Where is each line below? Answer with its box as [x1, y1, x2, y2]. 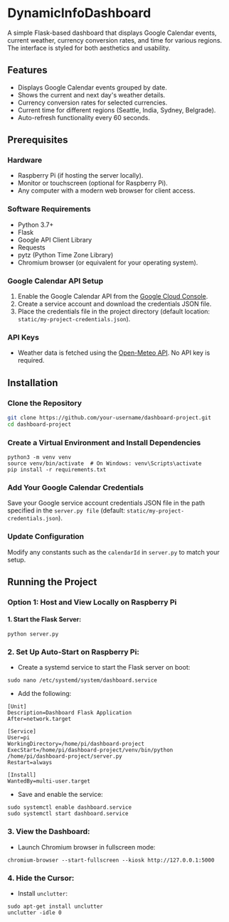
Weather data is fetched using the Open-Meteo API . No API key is [17, 348, 211, 357]
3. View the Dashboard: [7, 827, 90, 837]
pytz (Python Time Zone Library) [17, 250, 114, 259]
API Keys [7, 332, 39, 342]
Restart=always [7, 759, 53, 766]
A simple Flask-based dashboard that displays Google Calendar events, [7, 28, 217, 37]
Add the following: [17, 690, 72, 698]
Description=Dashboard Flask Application [7, 709, 132, 717]
